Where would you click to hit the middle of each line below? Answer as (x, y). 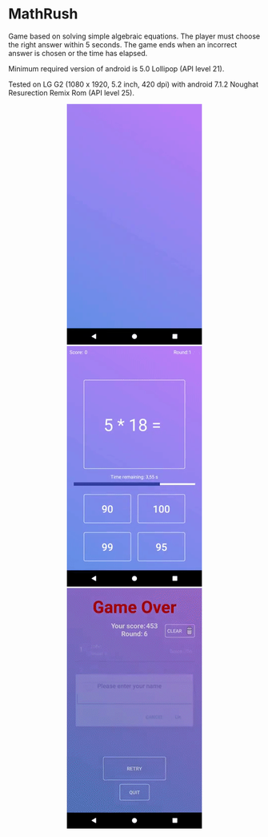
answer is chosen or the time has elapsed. (78, 53)
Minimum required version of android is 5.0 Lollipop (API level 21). (116, 68)
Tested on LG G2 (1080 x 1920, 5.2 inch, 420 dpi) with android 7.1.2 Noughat (133, 84)
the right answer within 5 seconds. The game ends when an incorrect (123, 44)
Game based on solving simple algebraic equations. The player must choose (134, 36)
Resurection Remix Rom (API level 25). (71, 92)
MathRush (43, 14)
